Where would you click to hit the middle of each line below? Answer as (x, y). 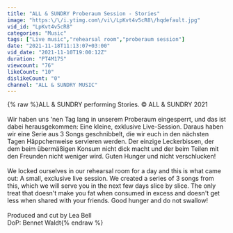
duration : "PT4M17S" (37, 59)
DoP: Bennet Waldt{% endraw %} (55, 223)
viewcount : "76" (31, 65)
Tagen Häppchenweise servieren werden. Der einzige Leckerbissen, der (111, 142)
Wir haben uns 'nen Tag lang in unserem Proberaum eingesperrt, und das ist (116, 120)
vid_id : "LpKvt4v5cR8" (40, 26)
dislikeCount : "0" (34, 78)
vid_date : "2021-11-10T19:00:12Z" (57, 53)
